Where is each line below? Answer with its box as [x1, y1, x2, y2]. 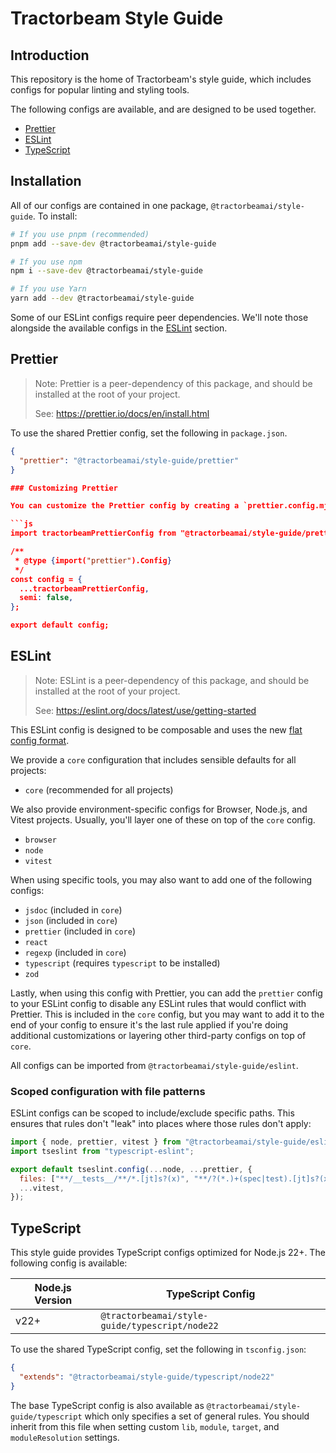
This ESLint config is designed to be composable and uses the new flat [10, 723, 303, 736]
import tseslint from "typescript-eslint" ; [10, 1146, 195, 1156]
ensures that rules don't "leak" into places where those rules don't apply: [10, 1118, 312, 1130]
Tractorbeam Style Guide [10, 7, 224, 30]
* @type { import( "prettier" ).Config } [14, 555, 172, 566]
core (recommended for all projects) [24, 783, 174, 796]
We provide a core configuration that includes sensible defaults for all [10, 753, 297, 766]
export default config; [10, 620, 110, 631]
